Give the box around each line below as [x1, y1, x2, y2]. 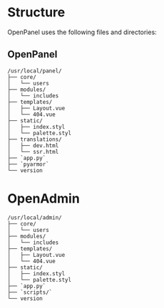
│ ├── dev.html [7, 142, 59, 149]
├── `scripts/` [7, 289, 53, 296]
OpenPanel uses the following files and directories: [7, 28, 157, 36]
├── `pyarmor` [7, 161, 50, 168]
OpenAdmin [7, 190, 80, 206]
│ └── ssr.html [7, 148, 59, 155]
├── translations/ [7, 136, 62, 143]
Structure [7, 4, 66, 21]
